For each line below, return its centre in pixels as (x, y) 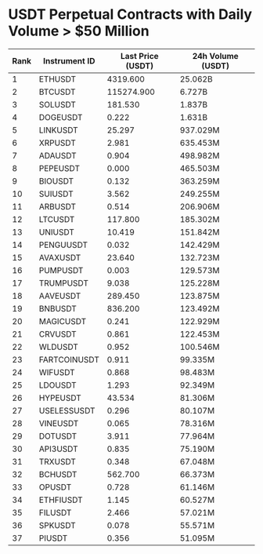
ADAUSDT (58, 155)
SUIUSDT (56, 194)
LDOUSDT (58, 385)
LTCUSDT (57, 219)
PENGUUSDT (63, 245)
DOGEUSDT (61, 117)
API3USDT (58, 449)
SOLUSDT (58, 104)
